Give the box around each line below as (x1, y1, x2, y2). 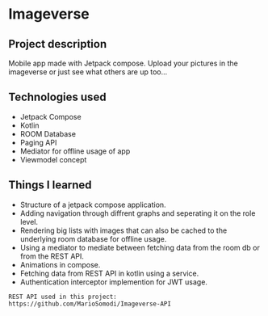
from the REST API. (19, 251, 85, 261)
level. (19, 217, 39, 226)
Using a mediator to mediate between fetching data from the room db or (19, 242, 260, 252)
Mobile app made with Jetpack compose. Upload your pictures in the (8, 58, 238, 68)
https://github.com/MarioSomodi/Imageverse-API (8, 300, 172, 308)
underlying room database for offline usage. (19, 234, 167, 243)
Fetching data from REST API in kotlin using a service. (19, 268, 199, 278)
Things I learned (8, 179, 92, 192)
